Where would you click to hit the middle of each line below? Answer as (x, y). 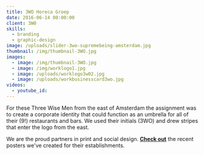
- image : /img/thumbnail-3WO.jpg (54, 62)
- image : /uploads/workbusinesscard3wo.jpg (68, 79)
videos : (16, 85)
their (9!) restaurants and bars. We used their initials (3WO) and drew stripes (102, 120)
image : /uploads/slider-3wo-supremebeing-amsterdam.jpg (79, 46)
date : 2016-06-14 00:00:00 (40, 18)
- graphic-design (34, 40)
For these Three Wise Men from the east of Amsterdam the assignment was (101, 108)
